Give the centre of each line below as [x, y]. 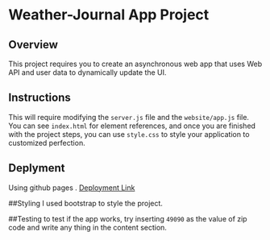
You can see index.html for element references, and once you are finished [132, 126]
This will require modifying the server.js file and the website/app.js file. [129, 117]
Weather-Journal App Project [109, 15]
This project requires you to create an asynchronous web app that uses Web [135, 64]
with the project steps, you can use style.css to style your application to [129, 134]
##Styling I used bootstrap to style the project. [86, 203]
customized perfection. [47, 143]
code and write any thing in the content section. [88, 227]
